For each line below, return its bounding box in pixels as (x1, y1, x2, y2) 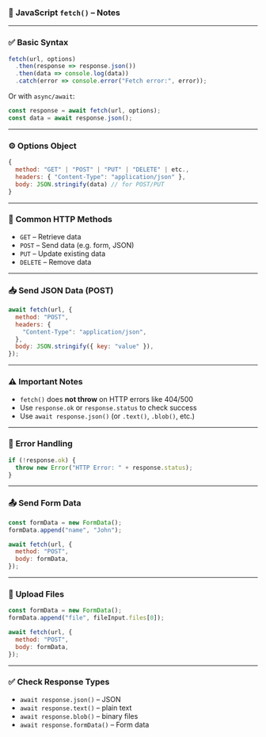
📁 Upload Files (8, 588, 65, 599)
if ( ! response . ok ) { (8, 456, 77, 464)
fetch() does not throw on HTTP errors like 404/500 (19, 394, 194, 403)
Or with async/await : (8, 91, 75, 101)
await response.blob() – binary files (19, 711, 139, 720)
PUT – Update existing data (19, 249, 106, 258)
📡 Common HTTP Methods (8, 214, 112, 225)
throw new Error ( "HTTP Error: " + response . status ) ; (15, 464, 193, 472)
